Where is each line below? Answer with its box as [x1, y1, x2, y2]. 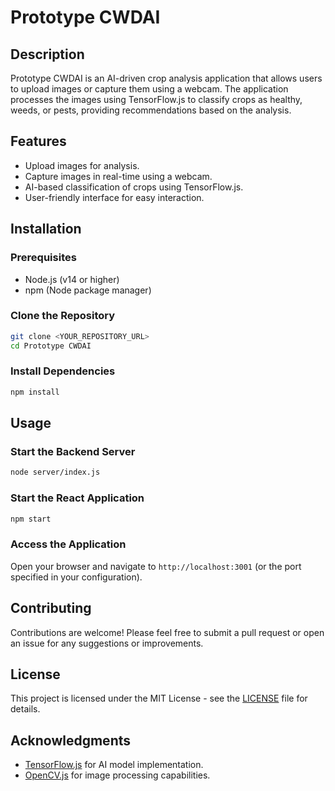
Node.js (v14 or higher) [24, 273, 120, 285]
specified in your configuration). [10, 571, 143, 583]
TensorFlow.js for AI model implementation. [24, 759, 204, 771]
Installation [10, 221, 82, 238]
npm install [10, 387, 60, 397]
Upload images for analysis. [24, 159, 140, 171]
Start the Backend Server [10, 445, 136, 459]
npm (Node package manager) [24, 284, 152, 296]
